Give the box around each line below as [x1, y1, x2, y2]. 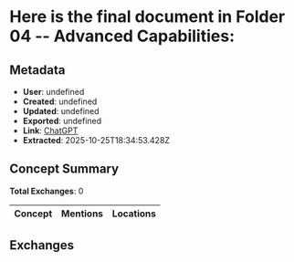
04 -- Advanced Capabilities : [9, 26, 236, 47]
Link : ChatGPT [22, 125, 79, 136]
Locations [111, 207, 157, 220]
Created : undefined [22, 96, 98, 107]
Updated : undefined [22, 106, 100, 116]
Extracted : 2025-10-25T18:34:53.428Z [22, 135, 171, 145]
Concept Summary [9, 162, 120, 177]
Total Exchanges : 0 [9, 185, 84, 196]
